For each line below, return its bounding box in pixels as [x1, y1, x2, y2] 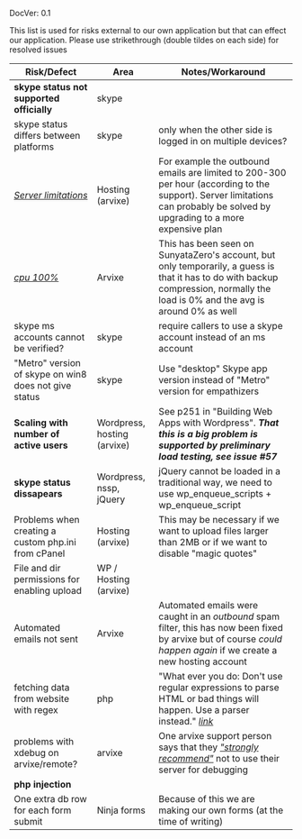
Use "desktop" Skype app [158, 362, 268, 375]
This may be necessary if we [158, 514, 280, 525]
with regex [13, 704, 58, 716]
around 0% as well [158, 306, 237, 317]
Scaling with [13, 416, 69, 429]
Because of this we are [158, 793, 255, 805]
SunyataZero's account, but [158, 249, 276, 260]
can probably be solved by [158, 200, 271, 213]
